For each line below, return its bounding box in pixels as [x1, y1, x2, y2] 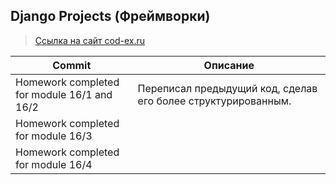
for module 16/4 [15, 157, 93, 171]
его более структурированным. [137, 94, 292, 108]
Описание [203, 58, 255, 72]
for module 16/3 [15, 129, 93, 143]
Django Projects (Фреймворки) [10, 8, 211, 25]
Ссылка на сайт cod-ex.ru [34, 34, 146, 46]
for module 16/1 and [15, 87, 113, 101]
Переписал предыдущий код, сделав [137, 81, 318, 95]
